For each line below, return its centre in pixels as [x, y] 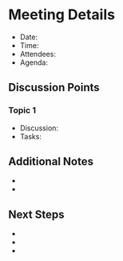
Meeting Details [62, 15]
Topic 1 [22, 110]
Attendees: [38, 54]
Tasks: [31, 136]
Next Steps [36, 214]
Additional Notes [51, 162]
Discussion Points [54, 88]
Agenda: [34, 62]
